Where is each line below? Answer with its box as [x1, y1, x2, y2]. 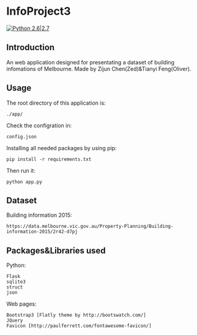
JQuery [6, 317, 23, 324]
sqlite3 [6, 279, 26, 285]
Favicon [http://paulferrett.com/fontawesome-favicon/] [6, 323, 152, 329]
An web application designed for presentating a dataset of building [6, 58, 175, 66]
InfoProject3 [6, 4, 72, 18]
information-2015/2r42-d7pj [6, 228, 78, 235]
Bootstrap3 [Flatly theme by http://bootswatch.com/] [6, 312, 147, 318]
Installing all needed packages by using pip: [6, 144, 117, 151]
